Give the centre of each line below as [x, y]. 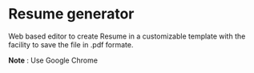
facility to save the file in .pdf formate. [71, 44]
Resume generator [71, 14]
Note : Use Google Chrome [53, 60]
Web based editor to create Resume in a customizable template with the [127, 36]
